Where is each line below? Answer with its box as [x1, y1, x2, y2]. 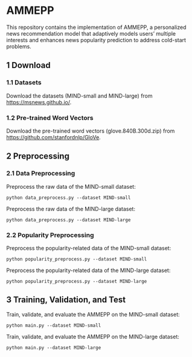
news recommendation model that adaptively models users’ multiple [6, 30, 176, 37]
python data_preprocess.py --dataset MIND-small [6, 194, 131, 201]
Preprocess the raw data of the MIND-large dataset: [6, 205, 136, 212]
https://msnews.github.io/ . [6, 98, 72, 106]
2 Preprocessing [6, 151, 69, 162]
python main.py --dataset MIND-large [6, 344, 101, 350]
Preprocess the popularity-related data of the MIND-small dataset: [6, 244, 171, 251]
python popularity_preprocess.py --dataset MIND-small [6, 256, 147, 262]
